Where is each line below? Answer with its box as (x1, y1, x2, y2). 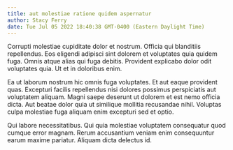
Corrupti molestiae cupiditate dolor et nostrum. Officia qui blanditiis (7, 43, 202, 51)
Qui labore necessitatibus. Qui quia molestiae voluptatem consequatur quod (7, 121, 226, 130)
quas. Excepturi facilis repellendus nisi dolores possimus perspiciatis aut (7, 85, 217, 94)
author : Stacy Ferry (7, 17, 68, 24)
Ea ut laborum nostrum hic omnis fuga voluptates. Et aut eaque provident (7, 78, 218, 87)
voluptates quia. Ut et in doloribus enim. (7, 64, 122, 73)
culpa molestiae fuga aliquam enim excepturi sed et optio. (7, 107, 174, 116)
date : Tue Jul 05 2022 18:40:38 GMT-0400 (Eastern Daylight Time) (7, 23, 205, 30)
